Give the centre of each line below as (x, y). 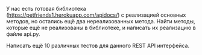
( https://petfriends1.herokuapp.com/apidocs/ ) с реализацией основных (96, 15)
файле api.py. (23, 34)
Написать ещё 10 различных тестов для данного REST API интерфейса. (98, 45)
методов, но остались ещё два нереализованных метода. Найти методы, (101, 21)
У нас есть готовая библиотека (46, 9)
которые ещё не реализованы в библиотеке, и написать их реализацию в (101, 27)
